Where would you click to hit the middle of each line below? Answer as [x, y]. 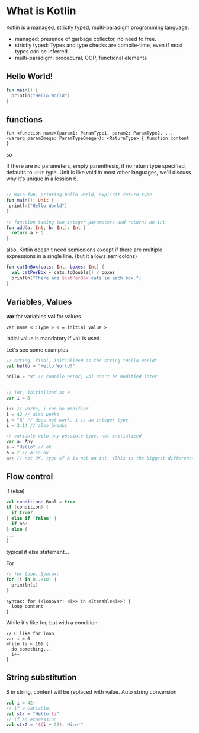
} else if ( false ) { [32, 518]
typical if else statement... [38, 552]
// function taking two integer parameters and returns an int [86, 222]
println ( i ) [25, 585]
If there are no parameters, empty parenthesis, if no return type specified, [96, 166]
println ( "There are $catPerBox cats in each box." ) [77, 278]
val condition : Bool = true [41, 502]
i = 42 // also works [33, 414]
